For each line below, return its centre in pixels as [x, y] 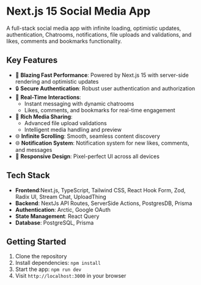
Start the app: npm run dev [48, 269]
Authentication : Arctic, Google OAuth [63, 209]
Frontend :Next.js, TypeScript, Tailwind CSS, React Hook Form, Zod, [100, 190]
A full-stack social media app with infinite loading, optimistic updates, [94, 28]
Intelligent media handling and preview [73, 129]
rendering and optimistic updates [57, 81]
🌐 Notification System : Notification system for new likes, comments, [102, 143]
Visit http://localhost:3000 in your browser [71, 276]
